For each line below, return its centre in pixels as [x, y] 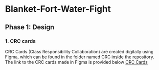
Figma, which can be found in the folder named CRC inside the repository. [79, 57]
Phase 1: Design [30, 27]
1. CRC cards [20, 41]
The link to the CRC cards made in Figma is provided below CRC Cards [76, 62]
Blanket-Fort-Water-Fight [58, 9]
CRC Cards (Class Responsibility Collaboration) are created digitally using [79, 51]
